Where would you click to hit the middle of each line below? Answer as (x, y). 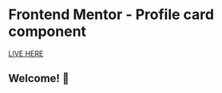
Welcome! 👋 (39, 78)
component (47, 31)
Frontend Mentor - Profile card (111, 15)
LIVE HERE (26, 53)
